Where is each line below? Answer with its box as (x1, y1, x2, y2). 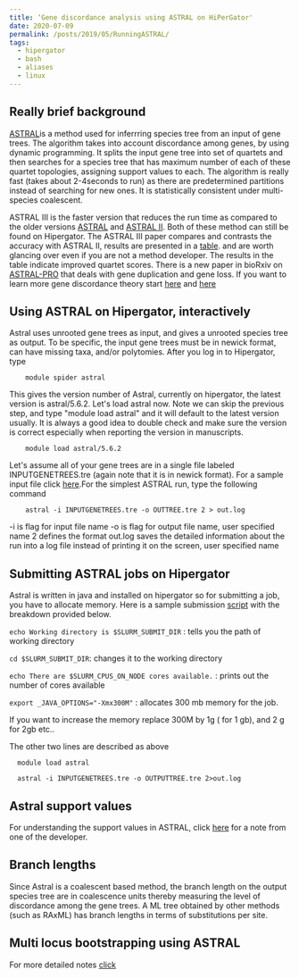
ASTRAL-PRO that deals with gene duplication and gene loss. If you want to (9, 269, 287, 280)
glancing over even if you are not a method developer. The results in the (9, 249, 274, 260)
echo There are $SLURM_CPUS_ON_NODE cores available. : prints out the (9, 671, 270, 681)
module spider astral (25, 373, 105, 382)
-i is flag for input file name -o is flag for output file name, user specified (9, 522, 275, 532)
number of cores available (9, 680, 105, 690)
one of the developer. (9, 832, 88, 842)
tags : (9, 38, 29, 47)
